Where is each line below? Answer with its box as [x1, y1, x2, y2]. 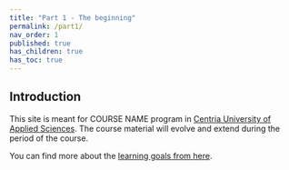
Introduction [9, 89, 82, 105]
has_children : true [9, 47, 84, 56]
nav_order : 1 [9, 30, 59, 39]
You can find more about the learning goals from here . [9, 150, 213, 161]
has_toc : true [9, 55, 64, 65]
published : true [9, 38, 71, 48]
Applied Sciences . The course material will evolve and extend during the [9, 123, 281, 134]
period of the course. [9, 133, 89, 144]
